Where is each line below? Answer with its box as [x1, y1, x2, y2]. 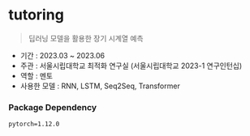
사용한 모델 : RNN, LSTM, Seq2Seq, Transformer [19, 81, 180, 91]
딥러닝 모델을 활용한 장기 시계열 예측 [28, 33, 144, 43]
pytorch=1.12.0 [8, 120, 60, 129]
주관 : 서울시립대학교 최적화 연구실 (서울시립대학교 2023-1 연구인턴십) [19, 61, 243, 70]
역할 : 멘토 [19, 70, 54, 80]
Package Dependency [8, 101, 97, 113]
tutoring [8, 6, 65, 24]
